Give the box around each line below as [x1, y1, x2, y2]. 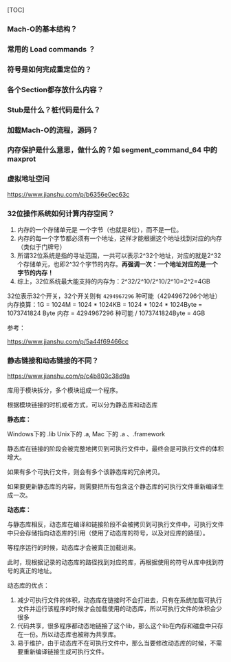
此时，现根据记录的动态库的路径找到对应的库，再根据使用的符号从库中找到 [7, 558, 218, 566]
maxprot [7, 154, 36, 164]
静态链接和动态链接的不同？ [7, 356, 99, 365]
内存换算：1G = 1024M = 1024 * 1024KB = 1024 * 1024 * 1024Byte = [7, 301, 203, 309]
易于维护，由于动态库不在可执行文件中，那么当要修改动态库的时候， [16, 639, 210, 648]
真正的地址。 [19, 567, 56, 575]
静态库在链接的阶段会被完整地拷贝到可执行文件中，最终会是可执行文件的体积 [7, 445, 224, 453]
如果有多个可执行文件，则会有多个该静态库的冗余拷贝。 [7, 468, 164, 476]
